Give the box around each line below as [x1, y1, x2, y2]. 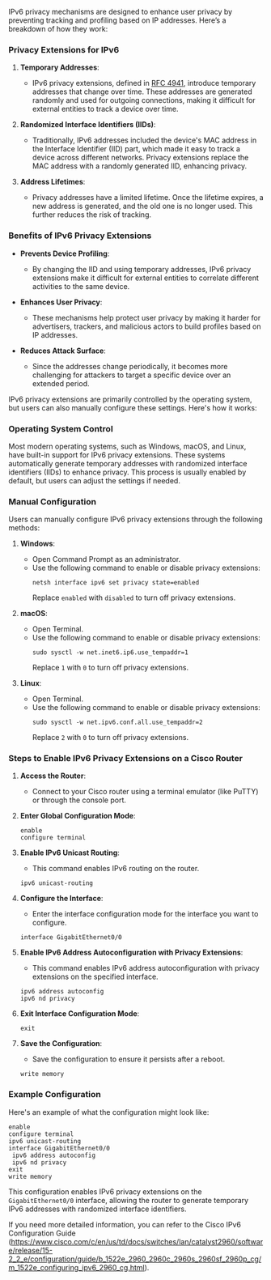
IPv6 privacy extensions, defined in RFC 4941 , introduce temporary [32, 79, 256, 88]
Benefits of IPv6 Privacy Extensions [8, 230, 152, 241]
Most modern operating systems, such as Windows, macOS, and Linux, [8, 441, 247, 451]
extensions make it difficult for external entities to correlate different [32, 273, 259, 283]
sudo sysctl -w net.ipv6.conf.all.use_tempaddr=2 [32, 718, 204, 727]
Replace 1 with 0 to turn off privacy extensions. [32, 663, 188, 673]
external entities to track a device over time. [32, 104, 180, 114]
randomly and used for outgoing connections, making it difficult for [32, 96, 256, 105]
